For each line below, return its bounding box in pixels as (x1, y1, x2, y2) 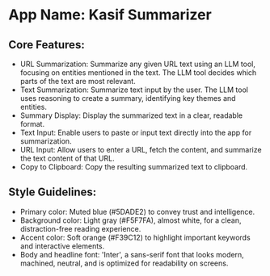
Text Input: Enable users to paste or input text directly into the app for (19, 128, 252, 137)
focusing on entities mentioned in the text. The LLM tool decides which (19, 68, 257, 77)
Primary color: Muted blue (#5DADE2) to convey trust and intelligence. (19, 207, 255, 216)
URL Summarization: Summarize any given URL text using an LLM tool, (19, 59, 256, 69)
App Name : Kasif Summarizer (8, 6, 212, 24)
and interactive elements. (19, 240, 105, 251)
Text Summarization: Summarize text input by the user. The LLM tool (19, 85, 249, 94)
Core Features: (8, 38, 85, 52)
